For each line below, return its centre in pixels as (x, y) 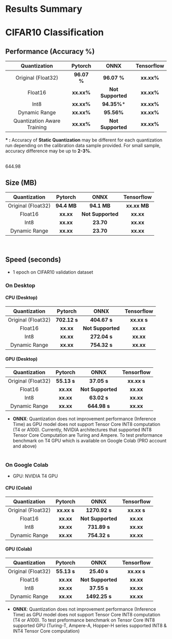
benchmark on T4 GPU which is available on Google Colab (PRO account (90, 441)
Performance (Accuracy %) (50, 51)
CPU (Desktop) (21, 298)
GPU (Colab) (19, 549)
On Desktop (20, 285)
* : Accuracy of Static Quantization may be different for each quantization (84, 140)
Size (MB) (21, 182)
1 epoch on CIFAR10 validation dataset (53, 272)
